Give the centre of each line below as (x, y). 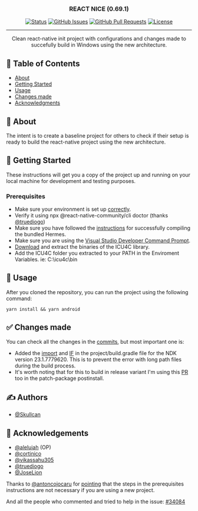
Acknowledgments (37, 103)
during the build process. (45, 366)
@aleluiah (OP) (33, 447)
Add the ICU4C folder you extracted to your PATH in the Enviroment (97, 253)
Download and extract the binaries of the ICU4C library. (82, 247)
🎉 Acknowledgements (47, 433)
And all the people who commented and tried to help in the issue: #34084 (96, 502)
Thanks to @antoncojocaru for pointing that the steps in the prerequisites (95, 484)
